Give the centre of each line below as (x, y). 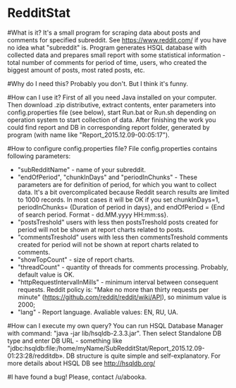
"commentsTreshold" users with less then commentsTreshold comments (123, 237)
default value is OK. (46, 274)
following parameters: (39, 156)
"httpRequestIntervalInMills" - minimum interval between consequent (118, 282)
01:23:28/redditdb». (36, 356)
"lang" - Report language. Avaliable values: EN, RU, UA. (98, 312)
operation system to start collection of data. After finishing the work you (112, 120)
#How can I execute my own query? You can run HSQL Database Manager (116, 325)
